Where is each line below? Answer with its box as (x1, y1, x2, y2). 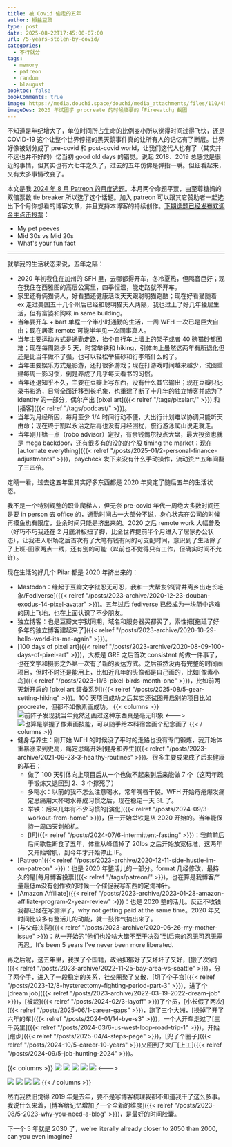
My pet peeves (17, 224, 60, 232)
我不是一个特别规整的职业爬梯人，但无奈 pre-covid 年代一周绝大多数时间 (7, 501, 214, 509)
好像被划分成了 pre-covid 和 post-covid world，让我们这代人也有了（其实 (7, 143, 216, 152)
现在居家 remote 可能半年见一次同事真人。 (29, 326, 151, 334)
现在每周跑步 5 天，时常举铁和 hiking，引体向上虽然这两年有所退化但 (29, 343, 225, 351)
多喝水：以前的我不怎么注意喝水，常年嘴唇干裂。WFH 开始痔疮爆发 (27, 787, 219, 796)
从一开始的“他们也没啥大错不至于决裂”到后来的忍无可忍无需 (54, 932, 223, 940)
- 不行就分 (13, 49, 41, 56)
